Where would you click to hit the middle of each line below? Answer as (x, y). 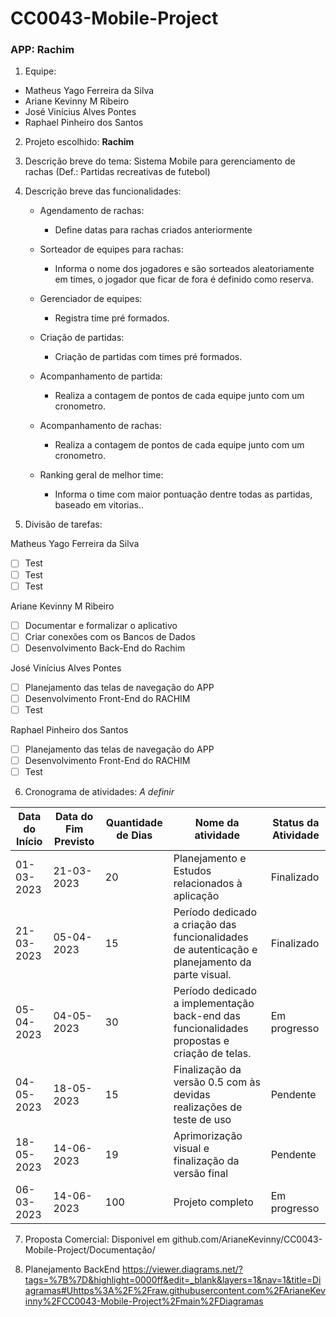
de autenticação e (215, 950)
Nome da (217, 823)
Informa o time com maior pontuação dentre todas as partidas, (183, 494)
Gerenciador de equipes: (91, 299)
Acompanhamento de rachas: (100, 426)
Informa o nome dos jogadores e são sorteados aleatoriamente (184, 269)
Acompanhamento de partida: (101, 376)
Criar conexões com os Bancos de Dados (110, 636)
